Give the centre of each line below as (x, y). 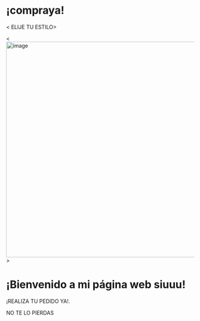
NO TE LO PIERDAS (30, 313)
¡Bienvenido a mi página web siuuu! (96, 285)
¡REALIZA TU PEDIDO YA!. (38, 301)
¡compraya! (35, 10)
